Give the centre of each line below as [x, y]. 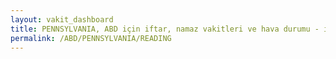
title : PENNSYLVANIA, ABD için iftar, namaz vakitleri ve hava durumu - [165, 29]
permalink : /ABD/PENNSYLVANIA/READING [91, 38]
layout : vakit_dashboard [62, 19]
